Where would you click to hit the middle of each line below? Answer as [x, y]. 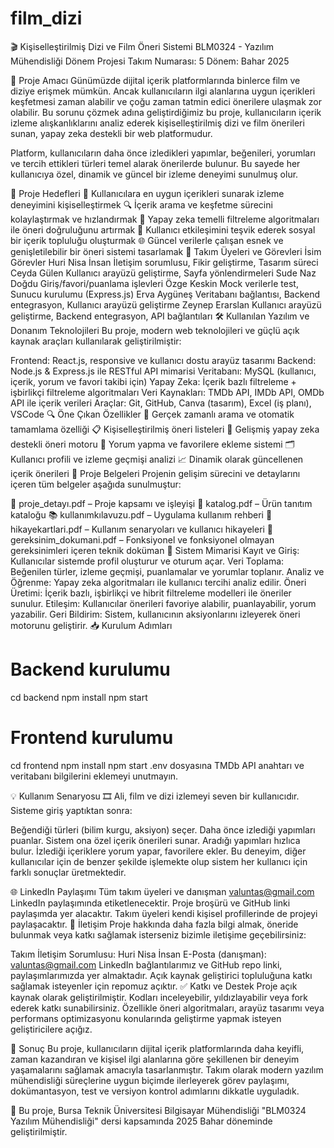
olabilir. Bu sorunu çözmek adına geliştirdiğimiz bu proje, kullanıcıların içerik [166, 112]
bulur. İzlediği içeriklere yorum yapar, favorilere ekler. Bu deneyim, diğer [158, 851]
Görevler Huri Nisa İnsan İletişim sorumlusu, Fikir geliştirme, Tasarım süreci [164, 262]
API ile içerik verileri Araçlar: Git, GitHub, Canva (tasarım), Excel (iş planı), [161, 403]
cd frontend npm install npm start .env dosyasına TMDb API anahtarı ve [157, 765]
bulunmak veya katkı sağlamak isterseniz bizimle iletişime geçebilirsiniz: [158, 934]
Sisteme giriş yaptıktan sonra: [71, 810]
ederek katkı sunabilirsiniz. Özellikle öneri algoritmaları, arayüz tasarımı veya [167, 1008]
